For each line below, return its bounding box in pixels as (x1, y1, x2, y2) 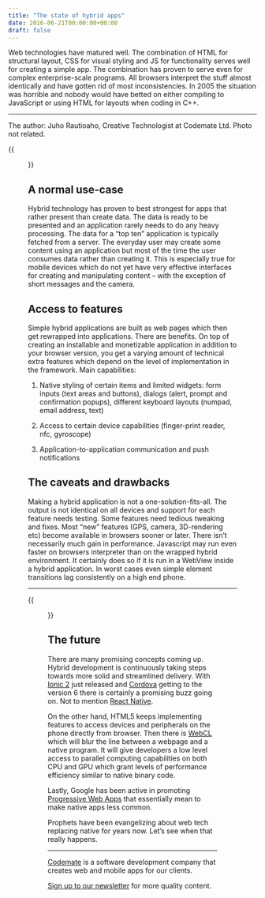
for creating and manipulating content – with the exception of (28, 271, 226, 280)
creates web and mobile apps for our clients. (47, 866, 193, 875)
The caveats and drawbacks (28, 475, 170, 490)
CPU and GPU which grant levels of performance (47, 761, 207, 771)
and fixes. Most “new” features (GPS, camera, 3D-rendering (28, 522, 223, 532)
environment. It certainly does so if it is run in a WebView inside (28, 555, 234, 565)
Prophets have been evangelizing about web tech (47, 817, 209, 827)
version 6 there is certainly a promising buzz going (47, 688, 213, 697)
